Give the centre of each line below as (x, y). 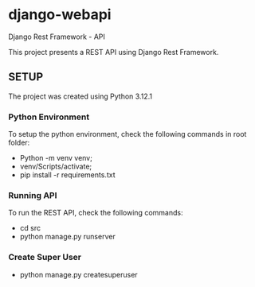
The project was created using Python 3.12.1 (80, 96)
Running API (33, 195)
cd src (30, 228)
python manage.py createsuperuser (78, 274)
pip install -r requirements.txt (67, 175)
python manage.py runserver (67, 237)
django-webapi (60, 15)
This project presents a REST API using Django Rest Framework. (114, 52)
